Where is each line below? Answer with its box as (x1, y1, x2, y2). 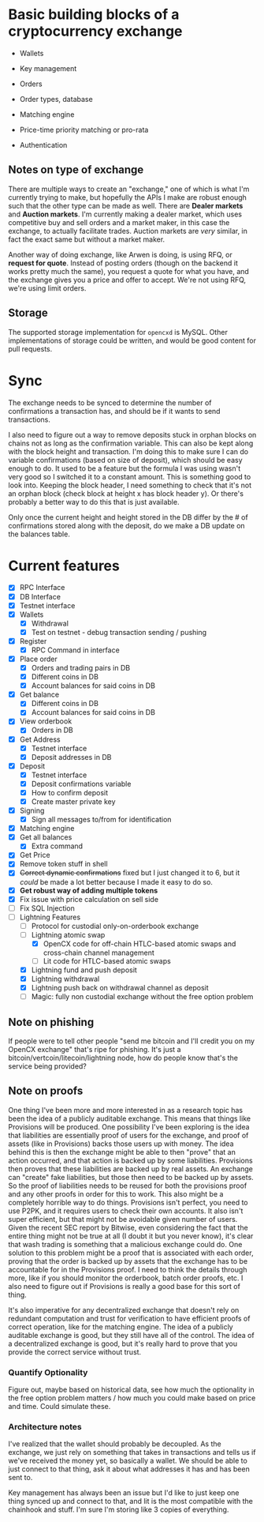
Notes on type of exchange (8, 163, 144, 177)
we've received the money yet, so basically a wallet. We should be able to (8, 1456, 248, 1466)
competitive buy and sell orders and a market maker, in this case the (8, 217, 230, 227)
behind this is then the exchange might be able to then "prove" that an (8, 1147, 236, 1156)
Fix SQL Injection (19, 903, 75, 913)
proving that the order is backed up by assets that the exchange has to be (8, 1256, 248, 1265)
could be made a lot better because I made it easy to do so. (19, 877, 213, 886)
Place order (19, 654, 58, 663)
